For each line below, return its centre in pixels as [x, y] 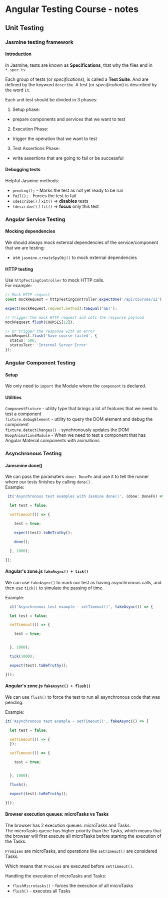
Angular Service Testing [35, 219]
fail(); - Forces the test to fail [44, 196]
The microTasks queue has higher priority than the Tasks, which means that [83, 830]
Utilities [13, 397]
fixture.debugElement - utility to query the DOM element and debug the [79, 419]
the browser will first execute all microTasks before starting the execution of [83, 836]
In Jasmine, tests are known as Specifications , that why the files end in [79, 65]
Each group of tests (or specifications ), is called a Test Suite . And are [77, 79]
